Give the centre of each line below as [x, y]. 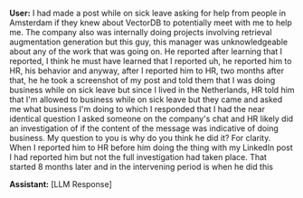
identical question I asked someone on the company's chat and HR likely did [151, 118]
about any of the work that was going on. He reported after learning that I [146, 52]
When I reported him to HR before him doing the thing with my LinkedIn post [151, 147]
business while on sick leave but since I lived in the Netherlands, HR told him [152, 90]
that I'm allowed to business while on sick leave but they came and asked [146, 99]
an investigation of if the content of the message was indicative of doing [144, 128]
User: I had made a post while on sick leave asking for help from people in [148, 13]
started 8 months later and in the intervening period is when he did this [142, 167]
